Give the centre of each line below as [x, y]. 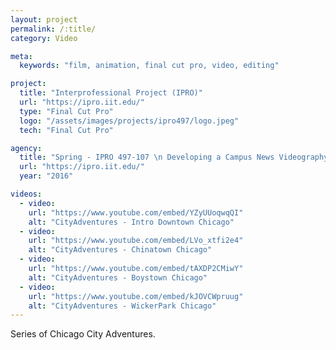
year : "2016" [46, 176]
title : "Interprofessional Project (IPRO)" [111, 93]
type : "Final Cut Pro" [66, 111]
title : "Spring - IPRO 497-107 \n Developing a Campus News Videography [174, 157]
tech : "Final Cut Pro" [66, 130]
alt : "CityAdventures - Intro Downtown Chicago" [131, 222]
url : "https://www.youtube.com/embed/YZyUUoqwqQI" [136, 212]
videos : [26, 194]
